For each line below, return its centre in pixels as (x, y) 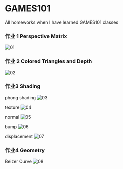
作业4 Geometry (25, 150)
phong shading (21, 97)
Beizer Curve (19, 162)
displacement (19, 136)
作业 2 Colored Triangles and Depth (49, 61)
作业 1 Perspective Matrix (36, 36)
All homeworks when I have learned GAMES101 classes (62, 22)
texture (12, 107)
